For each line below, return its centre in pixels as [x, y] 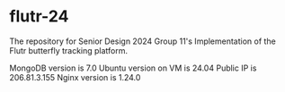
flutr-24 [39, 17]
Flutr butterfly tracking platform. [69, 50]
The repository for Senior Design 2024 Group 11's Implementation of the [142, 41]
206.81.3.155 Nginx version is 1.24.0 [75, 77]
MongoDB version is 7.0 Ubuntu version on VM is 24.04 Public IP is [133, 68]
